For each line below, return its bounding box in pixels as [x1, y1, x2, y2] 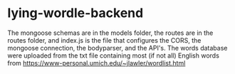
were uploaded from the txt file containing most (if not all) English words [7, 51, 219, 60]
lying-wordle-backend [7, 5, 144, 21]
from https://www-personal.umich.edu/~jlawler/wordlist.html [7, 58, 186, 67]
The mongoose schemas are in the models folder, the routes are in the [7, 28, 214, 37]
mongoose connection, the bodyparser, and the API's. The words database [7, 43, 228, 52]
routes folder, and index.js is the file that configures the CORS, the [7, 36, 202, 44]
